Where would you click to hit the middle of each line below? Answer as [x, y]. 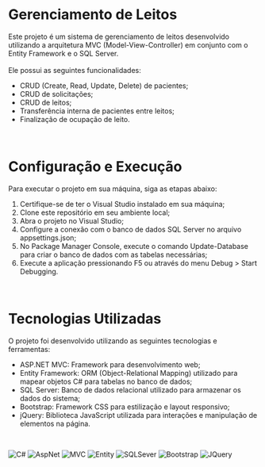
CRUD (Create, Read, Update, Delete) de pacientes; [104, 86]
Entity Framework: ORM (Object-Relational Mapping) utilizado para [129, 373]
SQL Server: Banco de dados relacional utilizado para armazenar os [131, 389]
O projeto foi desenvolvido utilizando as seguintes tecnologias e [113, 341]
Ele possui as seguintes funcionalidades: [75, 70]
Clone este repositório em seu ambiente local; [95, 212]
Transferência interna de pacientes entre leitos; [97, 111]
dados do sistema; [50, 398]
